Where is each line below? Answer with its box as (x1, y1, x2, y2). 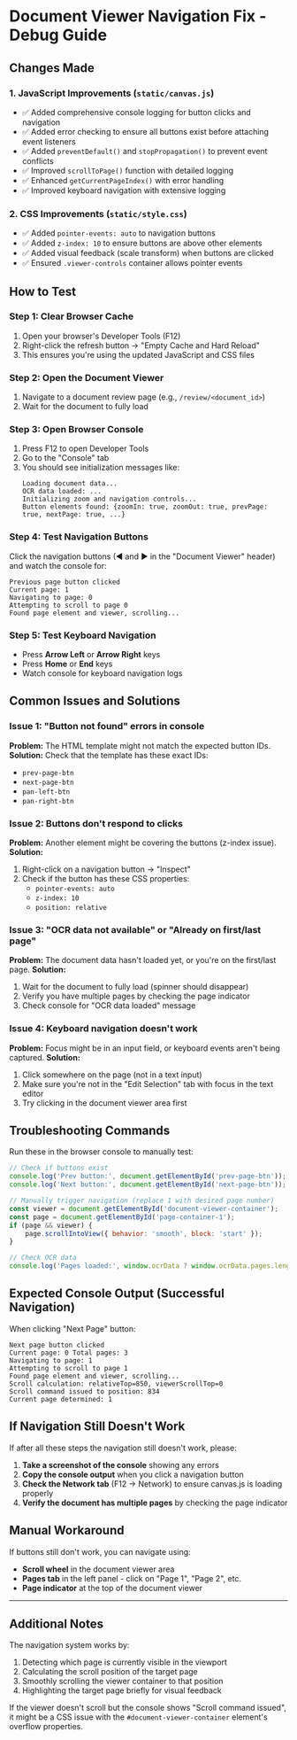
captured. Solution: (9, 1052, 81, 1062)
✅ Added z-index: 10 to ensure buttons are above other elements (21, 237, 263, 249)
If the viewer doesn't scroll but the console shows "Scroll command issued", (9, 1703, 287, 1713)
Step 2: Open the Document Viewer (9, 371, 164, 384)
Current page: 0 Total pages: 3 (9, 1348, 128, 1357)
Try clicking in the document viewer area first (21, 1097, 187, 1108)
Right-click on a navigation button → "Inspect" (21, 864, 192, 874)
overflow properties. (9, 1721, 84, 1732)
